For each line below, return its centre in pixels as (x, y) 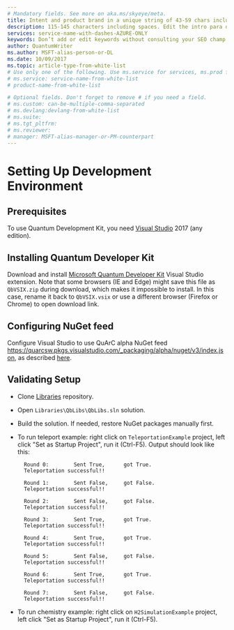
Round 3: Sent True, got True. (88, 519)
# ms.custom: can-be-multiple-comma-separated (76, 104)
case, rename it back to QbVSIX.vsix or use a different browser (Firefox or (112, 297)
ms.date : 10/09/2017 (37, 59)
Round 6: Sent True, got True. (88, 574)
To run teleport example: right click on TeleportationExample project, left (121, 437)
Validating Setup (44, 380)
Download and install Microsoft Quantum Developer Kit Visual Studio (106, 275)
